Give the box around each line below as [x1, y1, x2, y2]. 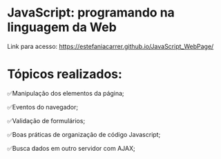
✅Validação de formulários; [7, 116, 86, 125]
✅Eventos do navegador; [7, 103, 78, 111]
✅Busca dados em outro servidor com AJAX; [7, 144, 136, 152]
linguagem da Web [7, 19, 117, 35]
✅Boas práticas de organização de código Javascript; [7, 130, 161, 138]
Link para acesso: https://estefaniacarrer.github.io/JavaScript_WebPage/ [7, 42, 214, 50]
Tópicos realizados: [7, 67, 123, 82]
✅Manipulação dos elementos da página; [7, 89, 124, 97]
